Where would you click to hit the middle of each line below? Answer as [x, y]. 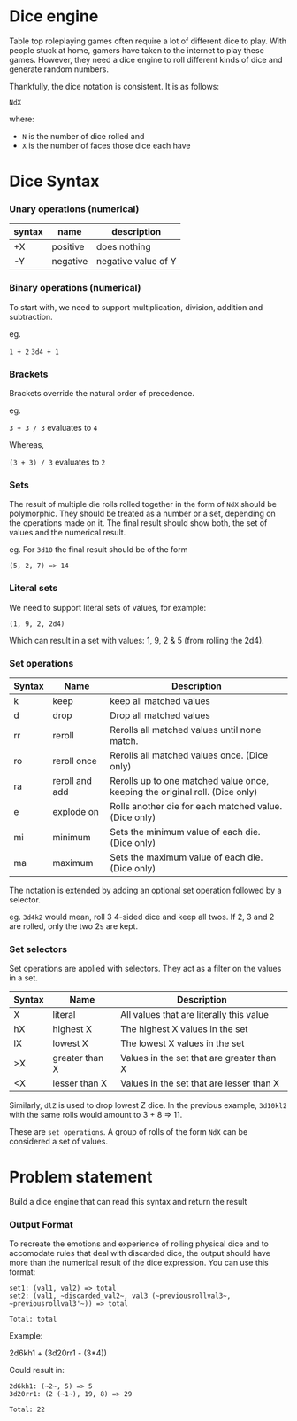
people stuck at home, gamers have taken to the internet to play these [137, 50]
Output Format [41, 1225]
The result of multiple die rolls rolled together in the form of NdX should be [143, 504]
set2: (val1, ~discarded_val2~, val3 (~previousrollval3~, [120, 1296]
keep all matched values [160, 700]
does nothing [124, 247]
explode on [76, 811]
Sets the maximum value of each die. [187, 857]
